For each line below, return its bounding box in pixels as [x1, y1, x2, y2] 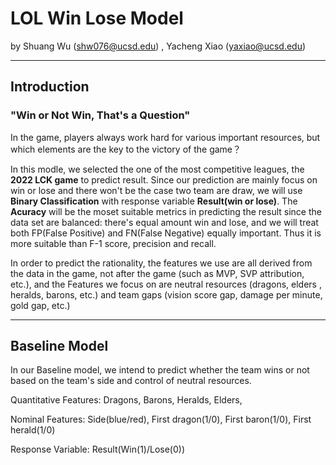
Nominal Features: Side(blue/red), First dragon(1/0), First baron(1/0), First [10, 413, 312, 426]
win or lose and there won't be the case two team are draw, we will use [10, 184, 303, 196]
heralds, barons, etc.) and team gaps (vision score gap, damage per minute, [10, 288, 323, 301]
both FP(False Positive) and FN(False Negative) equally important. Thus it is [10, 227, 322, 239]
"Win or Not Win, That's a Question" [10, 108, 191, 122]
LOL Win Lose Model [10, 7, 184, 30]
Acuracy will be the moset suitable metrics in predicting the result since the [10, 205, 322, 217]
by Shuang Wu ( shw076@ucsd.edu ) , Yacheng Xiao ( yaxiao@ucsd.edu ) [10, 40, 307, 52]
